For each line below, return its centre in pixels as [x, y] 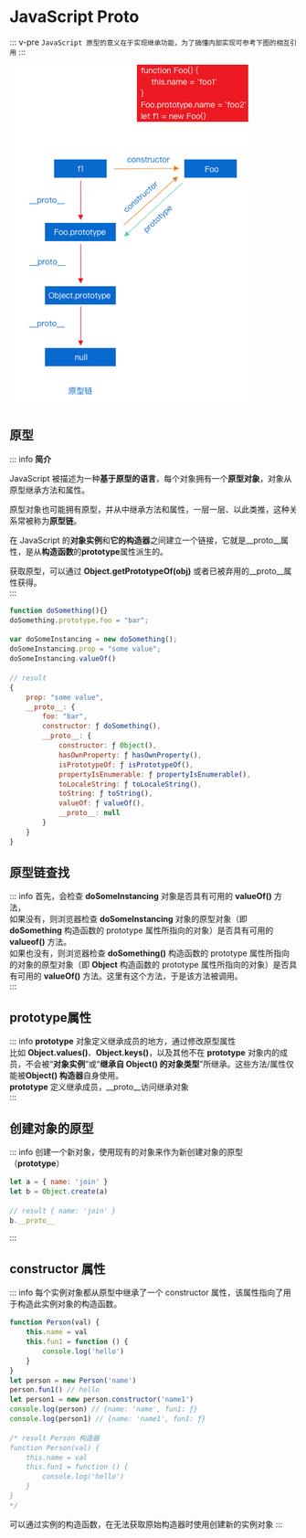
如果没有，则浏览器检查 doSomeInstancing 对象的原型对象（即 [129, 919]
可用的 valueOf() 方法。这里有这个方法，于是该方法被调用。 [130, 976]
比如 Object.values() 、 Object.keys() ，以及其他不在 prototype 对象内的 [145, 1053]
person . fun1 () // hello [55, 1390]
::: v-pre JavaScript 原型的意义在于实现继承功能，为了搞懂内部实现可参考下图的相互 [150, 42]
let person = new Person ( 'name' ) [73, 1380]
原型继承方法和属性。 [49, 490]
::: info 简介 [31, 459]
